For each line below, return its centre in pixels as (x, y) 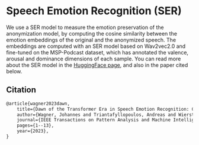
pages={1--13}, (36, 125)
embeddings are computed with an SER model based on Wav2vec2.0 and (96, 46)
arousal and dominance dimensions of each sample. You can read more (94, 59)
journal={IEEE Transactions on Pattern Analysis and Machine (94, 120)
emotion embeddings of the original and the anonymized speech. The (91, 40)
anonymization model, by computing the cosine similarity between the (92, 33)
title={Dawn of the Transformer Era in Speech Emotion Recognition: (103, 109)
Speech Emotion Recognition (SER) (94, 11)
